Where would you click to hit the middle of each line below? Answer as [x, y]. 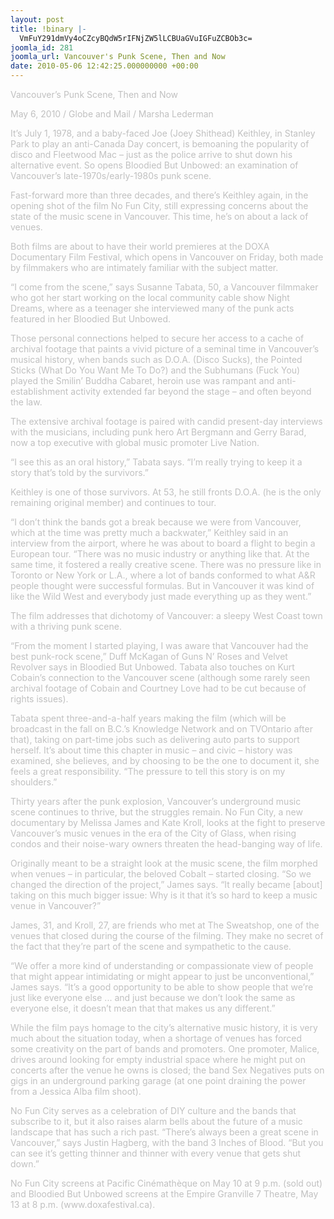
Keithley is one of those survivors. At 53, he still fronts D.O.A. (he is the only [166, 492]
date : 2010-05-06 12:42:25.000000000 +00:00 [104, 66]
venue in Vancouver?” [56, 905]
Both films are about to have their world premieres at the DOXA [140, 246]
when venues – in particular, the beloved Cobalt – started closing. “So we [161, 874]
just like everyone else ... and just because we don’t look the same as [153, 997]
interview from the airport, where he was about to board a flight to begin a [163, 543]
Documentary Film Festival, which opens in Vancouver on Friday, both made [167, 257]
